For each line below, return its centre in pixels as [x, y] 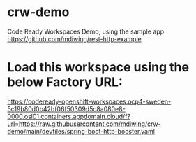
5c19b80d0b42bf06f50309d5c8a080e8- [66, 108]
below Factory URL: [65, 82]
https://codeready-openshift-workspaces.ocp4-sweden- [89, 101]
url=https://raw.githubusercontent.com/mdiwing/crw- [84, 124]
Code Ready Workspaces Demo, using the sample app [86, 31]
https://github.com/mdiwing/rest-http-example [74, 38]
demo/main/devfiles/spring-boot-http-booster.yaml [81, 131]
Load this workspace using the [98, 68]
